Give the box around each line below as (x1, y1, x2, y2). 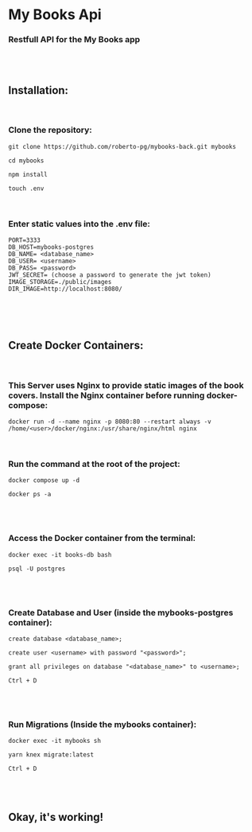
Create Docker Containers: (8, 339, 144, 352)
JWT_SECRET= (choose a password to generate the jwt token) (8, 270, 212, 279)
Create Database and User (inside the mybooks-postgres (8, 607, 234, 618)
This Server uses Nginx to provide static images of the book (8, 379, 244, 391)
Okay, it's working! (8, 810, 104, 824)
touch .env (8, 185, 45, 192)
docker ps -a (8, 491, 52, 499)
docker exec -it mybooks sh (8, 737, 102, 745)
